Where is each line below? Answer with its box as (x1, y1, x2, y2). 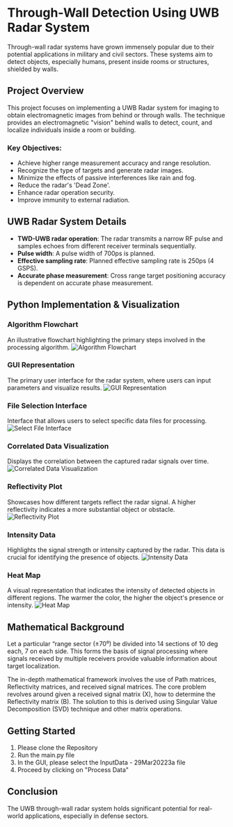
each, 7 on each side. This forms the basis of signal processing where (7, 647, 209, 655)
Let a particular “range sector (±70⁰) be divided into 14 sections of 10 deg (7, 640, 218, 648)
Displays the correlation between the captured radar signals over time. (7, 457, 209, 465)
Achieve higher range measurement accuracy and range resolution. (17, 159, 211, 168)
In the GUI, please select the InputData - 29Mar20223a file (17, 758, 186, 766)
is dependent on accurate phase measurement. (17, 278, 153, 287)
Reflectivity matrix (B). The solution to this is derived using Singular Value (7, 698, 218, 706)
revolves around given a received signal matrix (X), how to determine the (7, 690, 216, 698)
